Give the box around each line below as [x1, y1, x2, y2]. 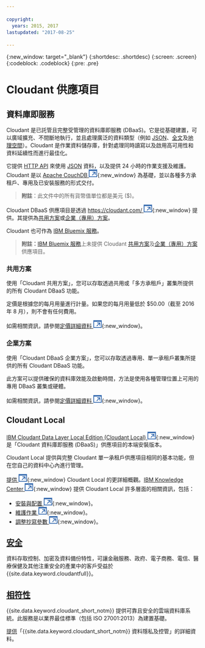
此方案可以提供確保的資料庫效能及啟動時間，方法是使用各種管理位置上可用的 [6, 374, 199, 382]
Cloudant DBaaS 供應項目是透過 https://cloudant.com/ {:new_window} [6, 206, 191, 214]
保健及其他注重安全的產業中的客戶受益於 [11, 562, 113, 570]
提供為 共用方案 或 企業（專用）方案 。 [22, 214, 113, 222]
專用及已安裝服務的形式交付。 [22, 179, 98, 186]
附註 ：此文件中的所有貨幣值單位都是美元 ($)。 [21, 192, 137, 200]
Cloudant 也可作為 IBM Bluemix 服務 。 [6, 227, 103, 235]
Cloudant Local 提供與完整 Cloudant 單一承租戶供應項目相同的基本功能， [6, 454, 189, 461]
